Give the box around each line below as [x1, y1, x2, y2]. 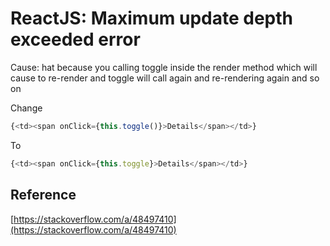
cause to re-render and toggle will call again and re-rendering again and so [10, 72, 320, 84]
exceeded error [10, 28, 141, 51]
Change [10, 102, 43, 114]
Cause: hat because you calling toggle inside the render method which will [10, 61, 318, 73]
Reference [10, 187, 77, 204]
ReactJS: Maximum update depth [10, 7, 294, 30]
